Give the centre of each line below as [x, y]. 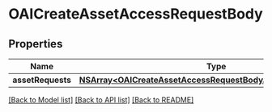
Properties [36, 44]
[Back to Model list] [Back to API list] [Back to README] [101, 100]
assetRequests [42, 80]
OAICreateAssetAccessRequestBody [136, 14]
